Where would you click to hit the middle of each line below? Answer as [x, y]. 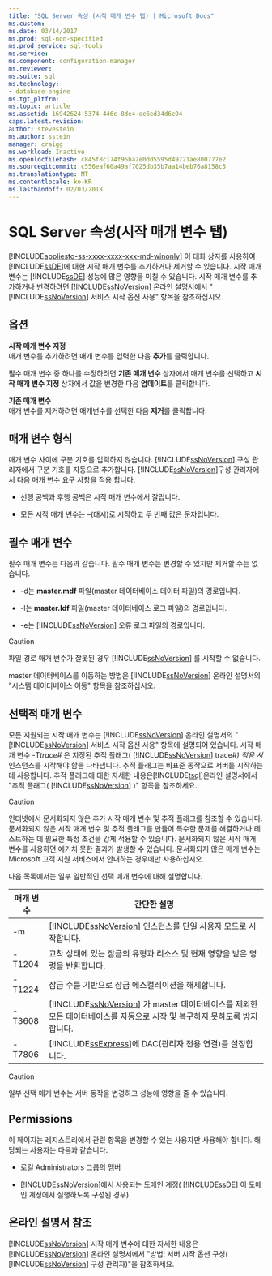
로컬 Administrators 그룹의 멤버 [70, 1167]
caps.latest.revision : [47, 122]
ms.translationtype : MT [49, 174]
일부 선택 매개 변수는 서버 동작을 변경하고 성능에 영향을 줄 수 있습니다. [118, 1093]
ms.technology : [34, 84]
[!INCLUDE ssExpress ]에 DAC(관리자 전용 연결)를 [138, 1043]
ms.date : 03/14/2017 [43, 31]
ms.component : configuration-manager [72, 62]
